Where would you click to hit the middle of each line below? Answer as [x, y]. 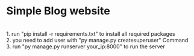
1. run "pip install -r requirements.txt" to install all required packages [91, 33]
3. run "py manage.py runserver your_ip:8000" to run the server [86, 46]
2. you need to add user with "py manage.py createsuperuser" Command [97, 40]
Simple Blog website [58, 11]
